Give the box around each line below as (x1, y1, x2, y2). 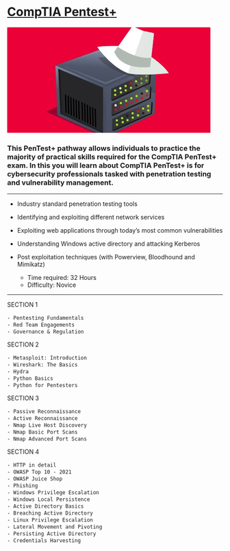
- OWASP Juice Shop (7, 476, 63, 482)
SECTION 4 (7, 447, 40, 456)
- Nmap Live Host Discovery (7, 422, 88, 429)
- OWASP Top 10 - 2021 (7, 469, 72, 476)
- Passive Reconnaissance (7, 408, 81, 415)
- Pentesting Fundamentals (7, 315, 84, 322)
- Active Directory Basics (7, 503, 84, 510)
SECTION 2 (7, 340, 40, 349)
